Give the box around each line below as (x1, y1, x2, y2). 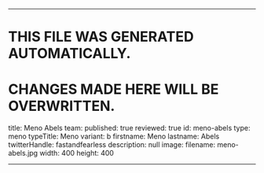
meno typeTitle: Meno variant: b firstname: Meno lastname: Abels (8, 131, 220, 142)
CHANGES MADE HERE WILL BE (8, 80, 219, 98)
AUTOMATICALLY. (8, 45, 131, 63)
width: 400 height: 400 (38, 149, 114, 158)
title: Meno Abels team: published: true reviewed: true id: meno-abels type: (8, 123, 251, 133)
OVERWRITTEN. (8, 98, 115, 115)
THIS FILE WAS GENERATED (8, 28, 194, 46)
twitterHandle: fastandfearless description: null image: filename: (8, 140, 216, 149)
